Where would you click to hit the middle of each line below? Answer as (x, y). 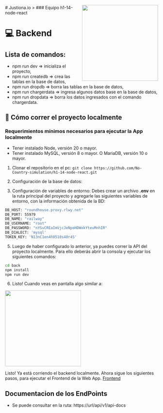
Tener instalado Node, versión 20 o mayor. (55, 148)
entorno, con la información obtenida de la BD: (59, 201)
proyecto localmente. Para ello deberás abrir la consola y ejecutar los (81, 251)
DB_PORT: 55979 (20, 215)
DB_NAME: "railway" (25, 219)
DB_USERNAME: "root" (26, 223)
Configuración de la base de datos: (47, 181)
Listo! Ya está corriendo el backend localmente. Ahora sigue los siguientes (80, 373)
